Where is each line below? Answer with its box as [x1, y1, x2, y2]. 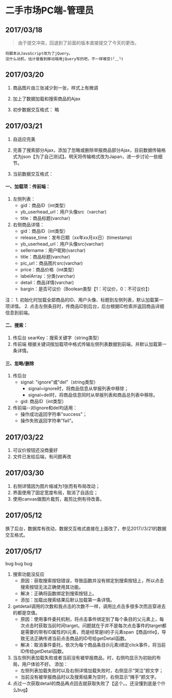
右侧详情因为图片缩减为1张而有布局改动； [12, 483, 100, 489]
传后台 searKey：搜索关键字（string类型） [12, 335, 102, 341]
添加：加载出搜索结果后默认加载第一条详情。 [20, 597, 115, 603]
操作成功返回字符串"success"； [20, 411, 88, 417]
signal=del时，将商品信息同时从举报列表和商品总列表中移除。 [28, 392, 158, 398]
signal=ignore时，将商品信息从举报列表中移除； [28, 385, 129, 392]
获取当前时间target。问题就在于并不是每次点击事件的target [38, 622, 162, 629]
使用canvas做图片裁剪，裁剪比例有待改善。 [12, 495, 104, 502]
